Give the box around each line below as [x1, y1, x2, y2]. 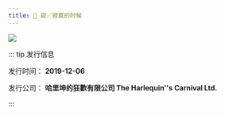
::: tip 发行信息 [8, 49, 55, 59]
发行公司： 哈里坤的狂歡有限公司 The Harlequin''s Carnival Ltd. [8, 82, 218, 92]
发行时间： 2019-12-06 [8, 66, 85, 75]
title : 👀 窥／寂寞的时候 [8, 11, 82, 20]
